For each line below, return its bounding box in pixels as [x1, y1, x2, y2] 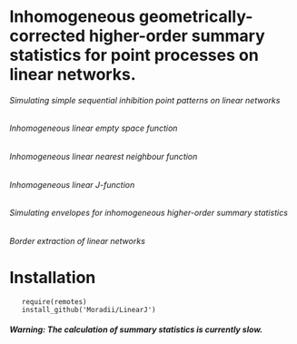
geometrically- [139, 6, 253, 27]
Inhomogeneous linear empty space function [9, 123, 178, 133]
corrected [9, 25, 86, 46]
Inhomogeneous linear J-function [9, 179, 135, 190]
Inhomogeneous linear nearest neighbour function [9, 152, 198, 162]
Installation [9, 268, 96, 288]
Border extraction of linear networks [9, 235, 145, 246]
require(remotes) [21, 297, 88, 306]
